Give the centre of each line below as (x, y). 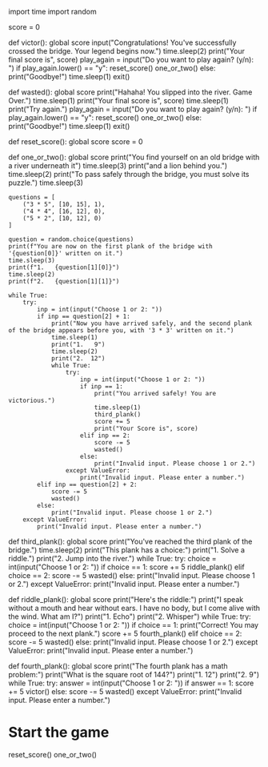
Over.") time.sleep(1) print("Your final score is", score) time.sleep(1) (119, 100)
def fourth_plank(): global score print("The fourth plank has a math (118, 666)
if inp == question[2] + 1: (84, 316)
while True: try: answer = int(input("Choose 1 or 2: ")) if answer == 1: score (131, 683)
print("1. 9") (78, 344)
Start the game (59, 733)
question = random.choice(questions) (71, 239)
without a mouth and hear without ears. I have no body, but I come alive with (134, 608)
